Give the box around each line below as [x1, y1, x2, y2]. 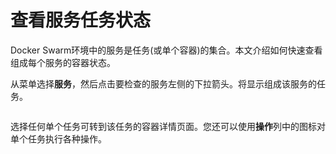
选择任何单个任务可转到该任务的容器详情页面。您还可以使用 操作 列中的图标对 [10, 120, 326, 132]
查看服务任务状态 [10, 9, 152, 32]
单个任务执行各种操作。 [10, 132, 107, 145]
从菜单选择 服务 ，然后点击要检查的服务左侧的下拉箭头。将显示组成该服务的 [10, 77, 317, 90]
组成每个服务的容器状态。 [10, 56, 116, 68]
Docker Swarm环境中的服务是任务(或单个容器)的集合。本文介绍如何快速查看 [10, 44, 323, 56]
